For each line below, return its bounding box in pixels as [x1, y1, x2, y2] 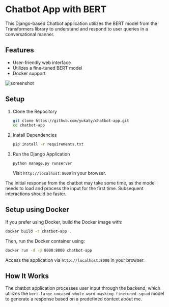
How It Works [5, 272, 49, 281]
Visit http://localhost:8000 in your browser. [12, 170, 106, 176]
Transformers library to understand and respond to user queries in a [5, 25, 149, 32]
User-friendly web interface [12, 59, 71, 66]
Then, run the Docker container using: [5, 238, 85, 244]
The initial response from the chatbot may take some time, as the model [5, 180, 156, 186]
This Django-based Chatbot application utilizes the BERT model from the [5, 20, 158, 26]
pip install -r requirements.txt [12, 142, 84, 147]
